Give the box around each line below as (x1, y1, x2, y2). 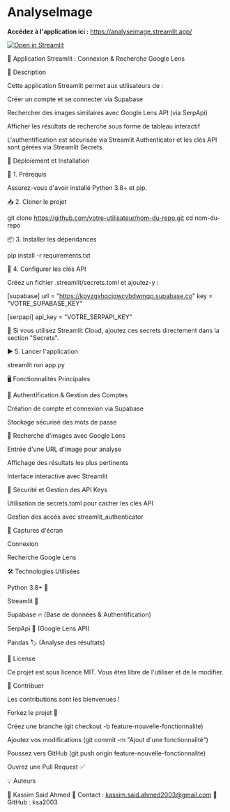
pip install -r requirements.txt (7, 251, 91, 259)
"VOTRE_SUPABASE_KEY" (7, 299, 83, 307)
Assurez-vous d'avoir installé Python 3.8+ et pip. (7, 183, 148, 192)
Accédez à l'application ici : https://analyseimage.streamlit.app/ (7, 27, 192, 36)
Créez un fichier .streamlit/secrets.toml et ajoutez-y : (7, 278, 159, 286)
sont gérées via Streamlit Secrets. (7, 142, 105, 151)
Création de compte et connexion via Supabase (7, 404, 144, 413)
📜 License (7, 654, 36, 663)
